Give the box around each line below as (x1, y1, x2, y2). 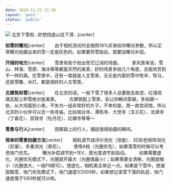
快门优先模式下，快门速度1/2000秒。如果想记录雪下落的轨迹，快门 (22, 169, 163, 175)
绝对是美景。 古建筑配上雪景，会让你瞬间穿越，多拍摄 (32, 96, 154, 102)
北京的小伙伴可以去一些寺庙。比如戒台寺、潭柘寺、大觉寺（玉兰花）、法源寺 (5, 109, 164, 115)
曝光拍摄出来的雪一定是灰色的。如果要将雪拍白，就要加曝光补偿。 (9, 49, 149, 55)
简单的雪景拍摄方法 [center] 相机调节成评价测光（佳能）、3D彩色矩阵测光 (5, 137, 166, 143)
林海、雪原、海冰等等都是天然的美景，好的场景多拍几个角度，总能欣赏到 (14, 66, 166, 72)
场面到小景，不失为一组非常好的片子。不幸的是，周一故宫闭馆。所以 (22, 103, 166, 109)
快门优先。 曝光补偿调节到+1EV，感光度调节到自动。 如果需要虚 (9, 150, 162, 156)
